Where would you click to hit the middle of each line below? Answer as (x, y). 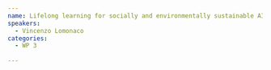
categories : (28, 38)
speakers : (24, 23)
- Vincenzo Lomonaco (49, 31)
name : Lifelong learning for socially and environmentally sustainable (131, 16)
